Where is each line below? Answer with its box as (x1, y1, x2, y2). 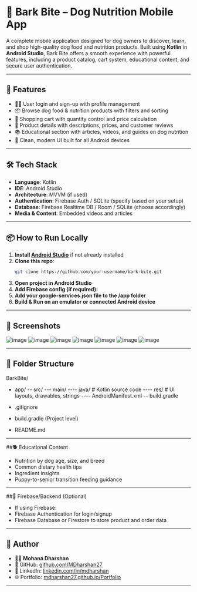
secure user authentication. (6, 62, 73, 69)
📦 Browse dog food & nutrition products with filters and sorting (14, 107, 168, 114)
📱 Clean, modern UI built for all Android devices (14, 136, 130, 143)
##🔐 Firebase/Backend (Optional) (6, 493, 87, 500)
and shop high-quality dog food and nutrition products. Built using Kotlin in (6, 43, 188, 51)
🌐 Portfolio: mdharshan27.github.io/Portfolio (14, 573, 121, 580)
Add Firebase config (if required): (14, 286, 98, 293)
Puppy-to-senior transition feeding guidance (14, 476, 123, 483)
